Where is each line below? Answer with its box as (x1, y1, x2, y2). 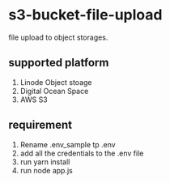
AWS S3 (19, 95, 49, 104)
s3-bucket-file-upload (8, 6, 163, 24)
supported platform (8, 56, 109, 70)
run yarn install (19, 156, 70, 167)
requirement (8, 118, 73, 132)
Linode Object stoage (19, 77, 92, 87)
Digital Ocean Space (19, 86, 89, 96)
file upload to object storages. (8, 32, 108, 42)
